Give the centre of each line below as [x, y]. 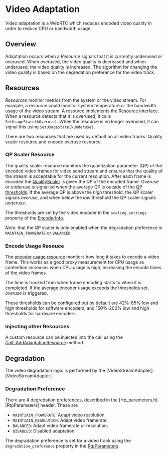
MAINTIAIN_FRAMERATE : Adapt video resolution [58, 415]
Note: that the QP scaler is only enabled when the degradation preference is [84, 228]
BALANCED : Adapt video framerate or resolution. [60, 425]
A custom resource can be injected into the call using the [64, 337]
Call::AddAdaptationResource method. [45, 343]
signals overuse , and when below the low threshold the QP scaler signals [81, 197]
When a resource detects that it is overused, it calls [58, 116]
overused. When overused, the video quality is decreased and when [76, 62]
